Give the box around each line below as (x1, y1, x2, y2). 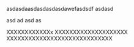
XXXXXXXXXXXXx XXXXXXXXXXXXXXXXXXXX (6, 28, 128, 36)
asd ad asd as (6, 17, 42, 23)
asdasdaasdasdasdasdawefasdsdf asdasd (6, 5, 114, 12)
